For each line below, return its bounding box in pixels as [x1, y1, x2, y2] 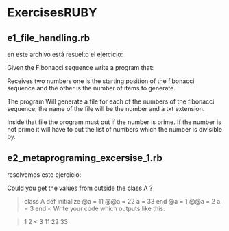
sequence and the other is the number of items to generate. [7, 84, 176, 92]
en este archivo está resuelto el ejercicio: [7, 50, 123, 58]
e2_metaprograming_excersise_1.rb [7, 152, 163, 164]
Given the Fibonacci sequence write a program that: [7, 64, 154, 71]
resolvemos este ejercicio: [7, 170, 82, 179]
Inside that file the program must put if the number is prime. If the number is [7, 118, 221, 126]
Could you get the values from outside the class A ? [7, 184, 153, 192]
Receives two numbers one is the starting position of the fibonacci [7, 77, 195, 85]
